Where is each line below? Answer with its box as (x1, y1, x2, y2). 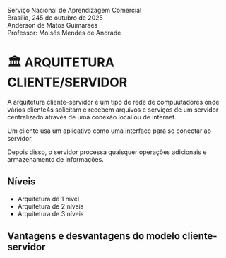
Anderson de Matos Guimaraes (7, 21, 98, 29)
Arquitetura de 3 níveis (17, 209, 84, 218)
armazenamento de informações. (7, 155, 104, 163)
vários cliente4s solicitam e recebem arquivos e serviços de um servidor (7, 105, 219, 114)
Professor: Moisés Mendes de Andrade (7, 28, 121, 37)
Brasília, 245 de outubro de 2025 (7, 13, 104, 22)
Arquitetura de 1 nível (17, 194, 80, 203)
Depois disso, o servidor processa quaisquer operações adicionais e (7, 148, 207, 156)
